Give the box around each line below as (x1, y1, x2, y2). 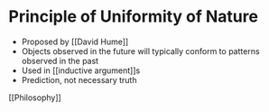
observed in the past (21, 55, 99, 66)
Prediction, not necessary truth (21, 74, 137, 85)
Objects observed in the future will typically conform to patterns (21, 45, 260, 56)
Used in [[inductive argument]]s (21, 65, 141, 76)
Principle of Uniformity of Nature (8, 6, 259, 27)
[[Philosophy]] (8, 92, 62, 103)
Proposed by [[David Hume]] (21, 36, 129, 47)
